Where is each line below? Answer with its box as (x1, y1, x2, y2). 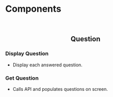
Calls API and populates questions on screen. (12, 86, 108, 92)
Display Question (5, 50, 49, 57)
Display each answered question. (12, 62, 83, 68)
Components (5, 3, 62, 15)
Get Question (5, 75, 39, 82)
